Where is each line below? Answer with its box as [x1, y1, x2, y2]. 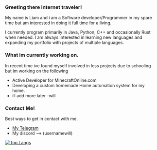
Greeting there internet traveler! [5, 4, 82, 11]
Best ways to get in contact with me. [5, 116, 78, 121]
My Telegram [12, 125, 39, 131]
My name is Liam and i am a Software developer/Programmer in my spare [5, 15, 152, 21]
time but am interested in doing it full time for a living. [5, 20, 112, 26]
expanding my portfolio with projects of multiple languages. [5, 40, 124, 45]
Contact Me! [5, 105, 35, 111]
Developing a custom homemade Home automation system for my [12, 82, 145, 88]
